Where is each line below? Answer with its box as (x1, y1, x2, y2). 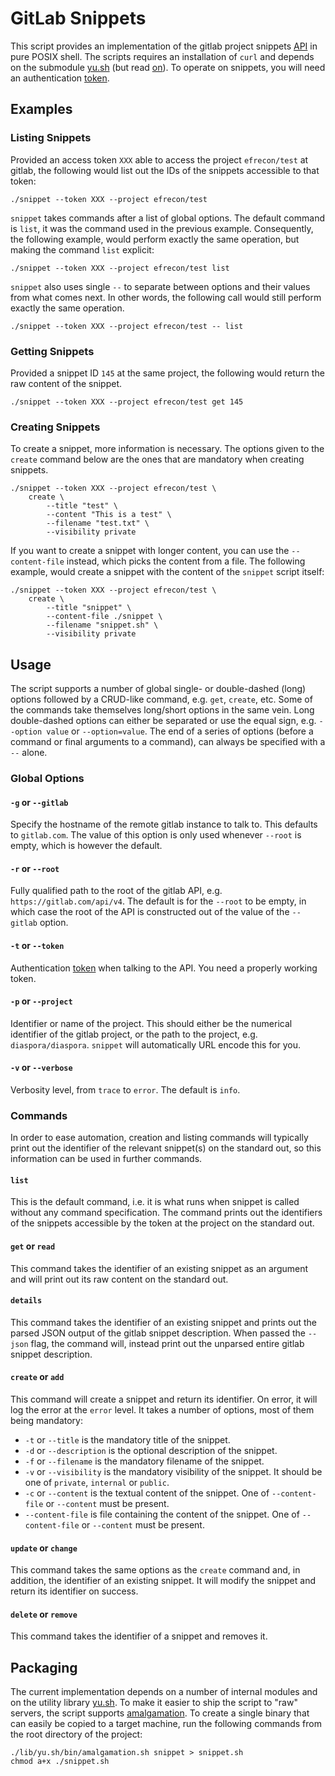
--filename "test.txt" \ (46, 518, 150, 529)
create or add (10, 1371, 65, 1383)
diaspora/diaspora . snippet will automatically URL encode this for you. (10, 1038, 302, 1051)
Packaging (10, 1659, 78, 1676)
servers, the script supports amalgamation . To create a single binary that (10, 1707, 310, 1719)
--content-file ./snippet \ (46, 612, 163, 622)
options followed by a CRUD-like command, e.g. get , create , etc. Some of (10, 693, 313, 706)
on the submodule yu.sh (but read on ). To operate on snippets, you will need (10, 61, 326, 73)
